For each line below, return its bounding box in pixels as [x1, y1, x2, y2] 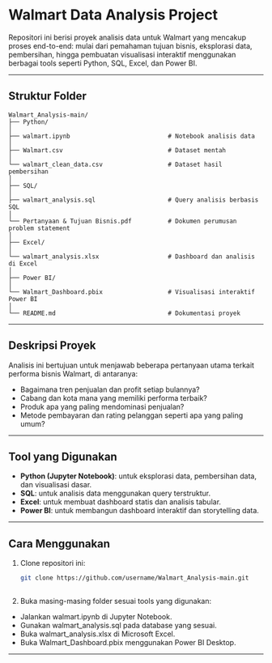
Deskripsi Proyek [8, 338, 96, 353]
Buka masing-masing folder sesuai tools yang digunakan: [19, 596, 212, 606]
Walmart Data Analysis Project [8, 6, 219, 24]
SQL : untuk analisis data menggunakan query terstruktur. [19, 488, 211, 499]
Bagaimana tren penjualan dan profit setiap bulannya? [19, 385, 200, 394]
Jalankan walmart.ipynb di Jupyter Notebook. [19, 611, 172, 621]
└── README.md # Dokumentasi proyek [8, 309, 241, 317]
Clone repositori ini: [19, 559, 86, 568]
